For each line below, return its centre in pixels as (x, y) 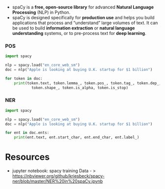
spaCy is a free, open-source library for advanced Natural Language (83, 7)
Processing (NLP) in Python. (41, 12)
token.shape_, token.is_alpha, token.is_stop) (80, 88)
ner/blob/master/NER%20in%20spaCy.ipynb (57, 181)
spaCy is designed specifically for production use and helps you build (83, 17)
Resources (27, 157)
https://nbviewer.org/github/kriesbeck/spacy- (58, 176)
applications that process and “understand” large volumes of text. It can (85, 23)
